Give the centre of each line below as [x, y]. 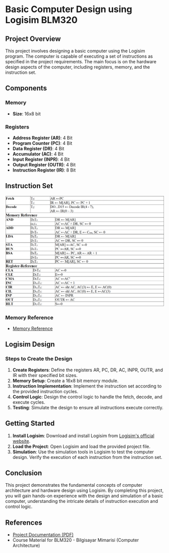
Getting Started [30, 423]
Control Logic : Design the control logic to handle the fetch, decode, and [87, 397]
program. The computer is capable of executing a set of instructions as [79, 56]
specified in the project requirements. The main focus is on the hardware [81, 61]
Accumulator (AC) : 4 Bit [38, 154]
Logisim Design [30, 344]
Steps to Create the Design [39, 359]
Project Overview [33, 39]
